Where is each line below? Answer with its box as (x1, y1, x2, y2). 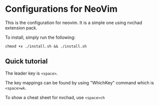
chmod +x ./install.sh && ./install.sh (5, 44, 87, 49)
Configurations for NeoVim (5, 3, 118, 15)
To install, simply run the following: (5, 34, 76, 40)
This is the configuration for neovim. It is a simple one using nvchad (5, 20, 143, 26)
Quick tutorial (5, 57, 48, 66)
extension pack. (5, 25, 38, 30)
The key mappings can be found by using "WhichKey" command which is (5, 79, 154, 85)
